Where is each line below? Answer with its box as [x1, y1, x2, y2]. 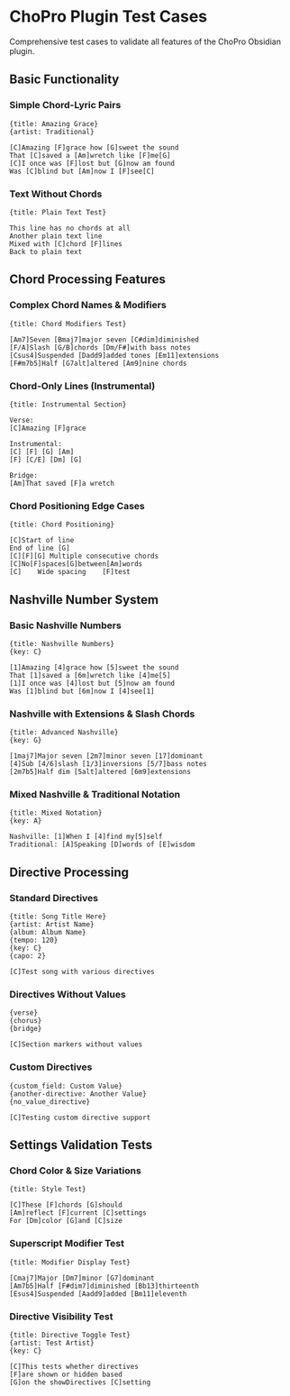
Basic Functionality [9, 72, 120, 87]
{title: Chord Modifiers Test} [9, 319, 127, 328]
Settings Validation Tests [9, 1137, 153, 1153]
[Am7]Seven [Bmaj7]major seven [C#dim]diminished [9, 335, 200, 344]
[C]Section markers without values [9, 1040, 143, 1049]
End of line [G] [9, 543, 70, 553]
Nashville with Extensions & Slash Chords [9, 707, 195, 720]
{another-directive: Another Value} [9, 1089, 147, 1099]
